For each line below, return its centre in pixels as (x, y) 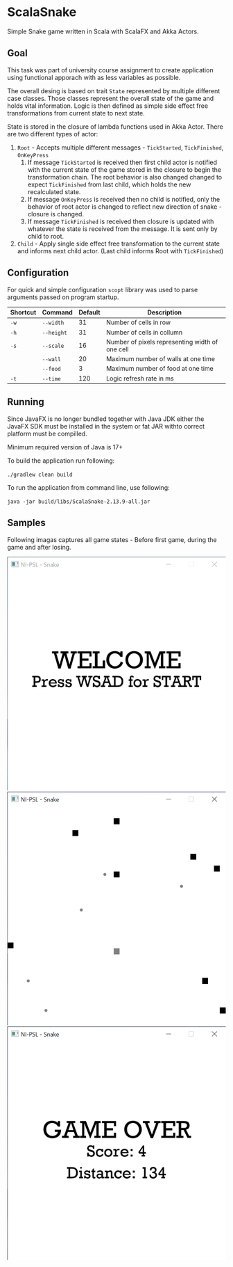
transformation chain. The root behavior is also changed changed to (125, 177)
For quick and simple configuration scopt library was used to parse (103, 289)
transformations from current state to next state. (76, 113)
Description (165, 312)
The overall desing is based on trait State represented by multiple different (114, 90)
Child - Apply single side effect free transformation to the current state (119, 244)
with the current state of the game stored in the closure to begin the (124, 169)
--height (54, 333)
